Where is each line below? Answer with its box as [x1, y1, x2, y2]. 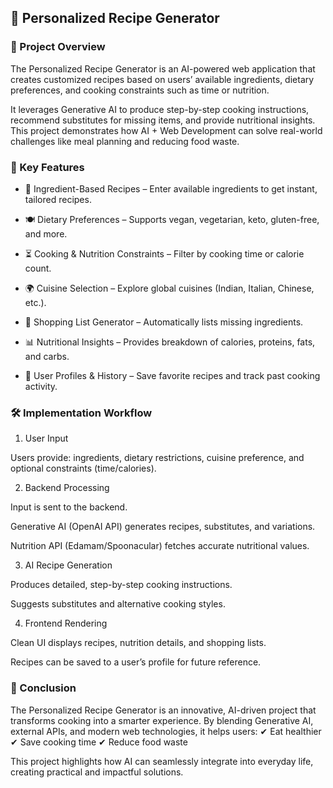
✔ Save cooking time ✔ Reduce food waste [10, 736, 188, 748]
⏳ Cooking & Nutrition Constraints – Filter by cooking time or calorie [24, 247, 305, 260]
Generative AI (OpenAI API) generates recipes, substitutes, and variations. [10, 521, 316, 533]
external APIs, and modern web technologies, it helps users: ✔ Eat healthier [10, 725, 322, 737]
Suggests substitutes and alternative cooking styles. [10, 598, 226, 610]
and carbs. [24, 350, 70, 362]
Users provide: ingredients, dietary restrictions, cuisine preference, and [10, 452, 305, 464]
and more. [24, 227, 68, 240]
